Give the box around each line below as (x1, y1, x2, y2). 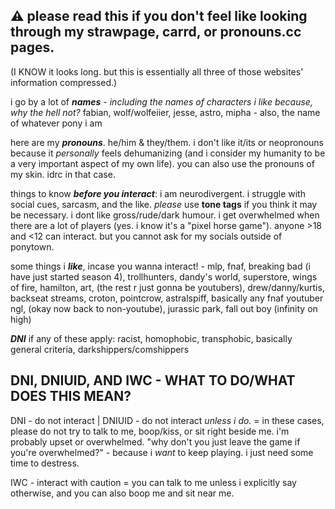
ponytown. (10, 240, 55, 253)
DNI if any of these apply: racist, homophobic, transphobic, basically (10, 332, 293, 344)
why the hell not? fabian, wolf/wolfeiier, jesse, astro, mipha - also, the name (10, 106, 321, 118)
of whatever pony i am (10, 117, 103, 129)
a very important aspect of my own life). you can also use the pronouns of (10, 157, 315, 169)
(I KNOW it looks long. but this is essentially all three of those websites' (10, 65, 304, 78)
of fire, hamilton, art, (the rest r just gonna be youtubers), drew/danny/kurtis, (10, 281, 325, 293)
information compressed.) (10, 76, 118, 88)
